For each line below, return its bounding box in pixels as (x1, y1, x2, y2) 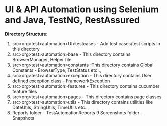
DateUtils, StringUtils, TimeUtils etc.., (12, 104, 89, 110)
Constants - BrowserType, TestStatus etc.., (12, 67, 102, 73)
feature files (12, 88, 37, 94)
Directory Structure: (5, 31, 48, 37)
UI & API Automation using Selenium (5, 4, 159, 15)
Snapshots (12, 115, 35, 121)
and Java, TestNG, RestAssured (5, 14, 140, 26)
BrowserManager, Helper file (12, 56, 72, 62)
